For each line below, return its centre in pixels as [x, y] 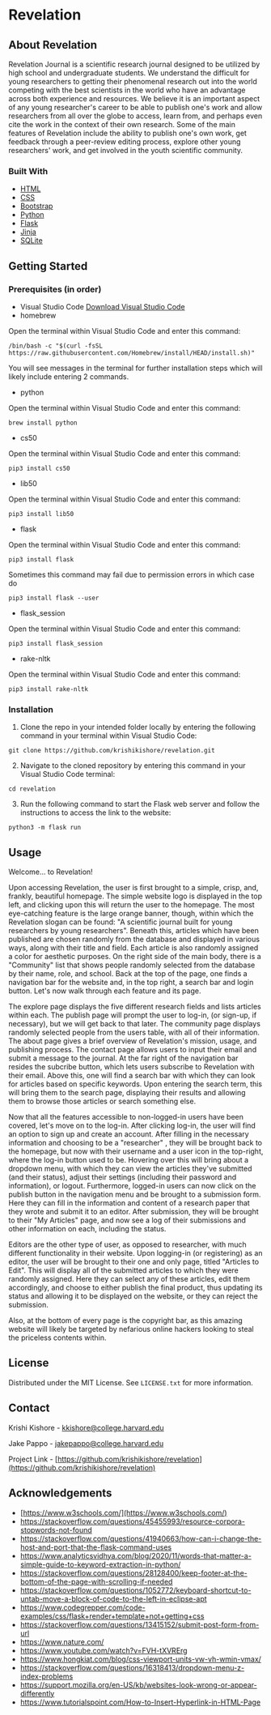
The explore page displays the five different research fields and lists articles [135, 1007]
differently [37, 1693]
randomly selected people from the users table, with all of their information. [134, 1032]
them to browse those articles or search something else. [102, 1101]
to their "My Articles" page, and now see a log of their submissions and [127, 1220]
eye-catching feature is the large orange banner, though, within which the [131, 914]
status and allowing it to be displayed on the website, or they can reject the [133, 1296]
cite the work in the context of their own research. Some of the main [122, 124]
